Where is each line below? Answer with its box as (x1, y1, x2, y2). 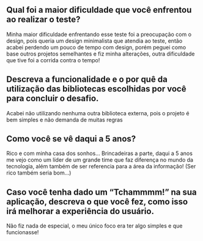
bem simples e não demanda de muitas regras (6, 116, 124, 123)
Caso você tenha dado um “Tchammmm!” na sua (6, 187, 197, 197)
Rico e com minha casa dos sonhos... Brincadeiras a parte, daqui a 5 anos (6, 149, 193, 157)
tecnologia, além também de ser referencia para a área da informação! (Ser (6, 163, 196, 170)
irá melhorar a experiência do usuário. (6, 206, 155, 216)
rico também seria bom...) (6, 169, 72, 176)
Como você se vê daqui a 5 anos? (6, 134, 136, 144)
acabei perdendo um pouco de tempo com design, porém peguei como (6, 43, 186, 51)
